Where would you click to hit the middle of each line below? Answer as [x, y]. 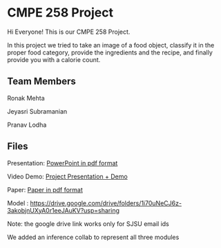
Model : [18, 203]
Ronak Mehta [26, 98]
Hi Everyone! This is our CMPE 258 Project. [69, 32]
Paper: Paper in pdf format [45, 189]
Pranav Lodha [27, 125]
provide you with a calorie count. [54, 59]
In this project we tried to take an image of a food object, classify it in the [111, 45]
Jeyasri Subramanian [37, 111]
